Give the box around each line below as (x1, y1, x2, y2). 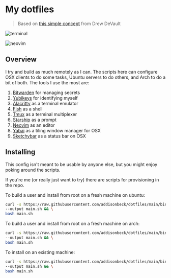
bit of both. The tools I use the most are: (5, 79, 90, 85)
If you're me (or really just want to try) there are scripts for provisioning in (5, 176, 159, 182)
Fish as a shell (12, 106, 43, 112)
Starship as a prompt (12, 117, 57, 123)
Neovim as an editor (12, 122, 55, 128)
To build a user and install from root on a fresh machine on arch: (5, 221, 140, 227)
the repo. (5, 182, 24, 188)
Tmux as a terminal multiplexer (12, 111, 77, 117)
